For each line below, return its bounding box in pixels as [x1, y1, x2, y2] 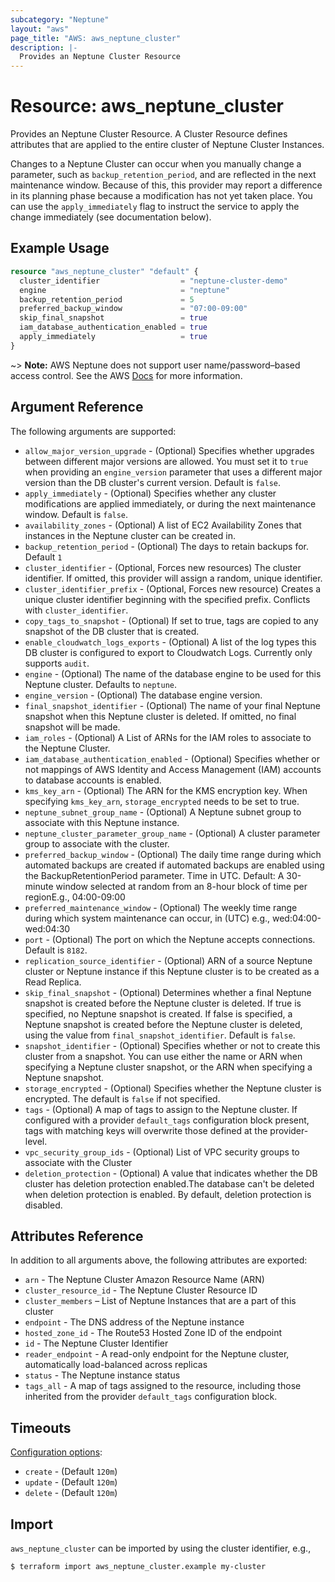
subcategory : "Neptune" [10, 14, 110, 25]
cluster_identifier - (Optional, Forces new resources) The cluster [24, 561, 302, 573]
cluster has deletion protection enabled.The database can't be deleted [24, 1177, 315, 1190]
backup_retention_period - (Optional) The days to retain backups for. [24, 540, 310, 552]
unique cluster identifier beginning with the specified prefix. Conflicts [24, 593, 311, 605]
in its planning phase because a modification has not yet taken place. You [10, 190, 313, 202]
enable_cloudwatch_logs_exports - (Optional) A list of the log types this [24, 636, 317, 648]
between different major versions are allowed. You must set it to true [24, 455, 309, 467]
